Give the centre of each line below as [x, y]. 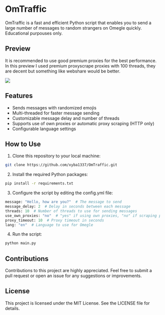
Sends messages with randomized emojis [54, 107]
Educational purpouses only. [34, 33]
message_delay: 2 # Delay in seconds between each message [68, 207]
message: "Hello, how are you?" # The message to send [63, 202]
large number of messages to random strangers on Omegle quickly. [73, 28]
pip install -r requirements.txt [39, 183]
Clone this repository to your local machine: [56, 156]
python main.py [21, 243]
